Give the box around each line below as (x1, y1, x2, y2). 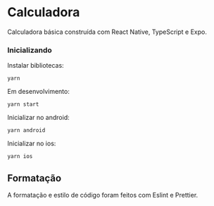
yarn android (7, 127, 46, 134)
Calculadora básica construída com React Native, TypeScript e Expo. (7, 28, 208, 36)
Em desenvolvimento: (7, 87, 70, 96)
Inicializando (7, 45, 53, 55)
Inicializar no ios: (7, 139, 56, 148)
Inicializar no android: (7, 114, 70, 122)
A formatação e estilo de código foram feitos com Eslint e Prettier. (7, 191, 199, 200)
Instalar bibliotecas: (7, 61, 65, 70)
